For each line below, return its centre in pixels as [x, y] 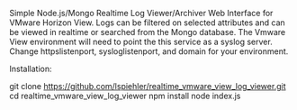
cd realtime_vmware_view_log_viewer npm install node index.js [125, 96]
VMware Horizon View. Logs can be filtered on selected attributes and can [147, 23]
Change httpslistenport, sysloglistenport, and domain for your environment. [149, 51]
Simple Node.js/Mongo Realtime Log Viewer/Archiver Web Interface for [141, 13]
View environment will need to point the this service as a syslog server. [141, 41]
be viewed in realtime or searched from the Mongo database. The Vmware [148, 32]
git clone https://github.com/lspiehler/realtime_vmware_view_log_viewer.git [148, 86]
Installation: [31, 69]
